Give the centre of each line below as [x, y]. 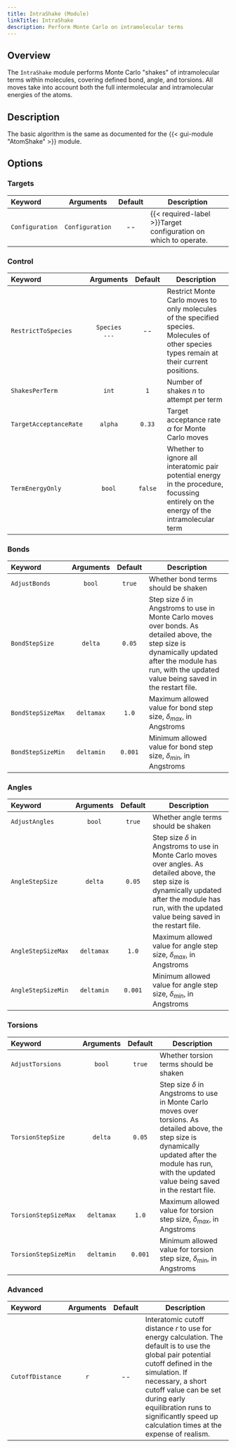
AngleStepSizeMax [40, 951]
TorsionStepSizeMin [43, 1255]
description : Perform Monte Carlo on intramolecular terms [96, 27]
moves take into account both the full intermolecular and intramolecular [111, 87]
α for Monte [186, 428]
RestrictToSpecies [41, 331]
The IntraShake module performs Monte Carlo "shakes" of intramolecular [113, 73]
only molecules [192, 308]
